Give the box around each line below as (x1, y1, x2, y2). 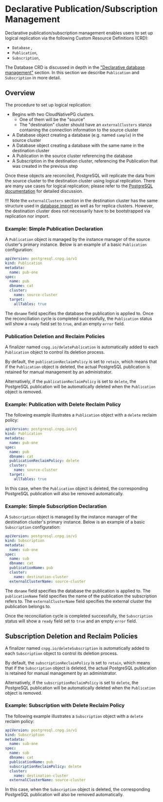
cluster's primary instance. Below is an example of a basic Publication (5, 241, 147, 247)
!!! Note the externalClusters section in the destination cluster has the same (5, 198, 158, 203)
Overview (5, 89, 36, 97)
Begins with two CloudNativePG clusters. (12, 111, 95, 117)
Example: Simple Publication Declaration (5, 225, 103, 232)
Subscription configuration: (5, 524, 61, 530)
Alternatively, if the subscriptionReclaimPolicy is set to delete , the (5, 680, 139, 685)
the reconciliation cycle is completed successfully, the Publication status (5, 316, 152, 321)
